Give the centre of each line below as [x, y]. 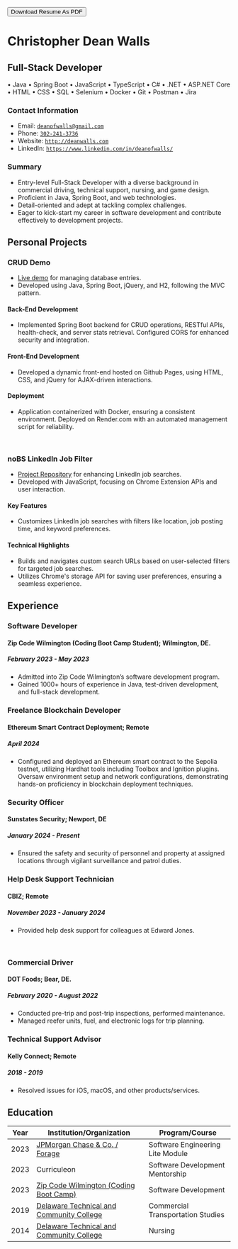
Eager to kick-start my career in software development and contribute [119, 212]
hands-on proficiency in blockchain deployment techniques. [105, 784]
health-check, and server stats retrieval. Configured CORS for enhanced [123, 333]
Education [30, 1112]
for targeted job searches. [56, 568]
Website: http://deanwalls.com [63, 141]
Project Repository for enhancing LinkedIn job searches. [100, 474]
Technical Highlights [38, 545]
